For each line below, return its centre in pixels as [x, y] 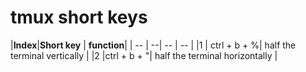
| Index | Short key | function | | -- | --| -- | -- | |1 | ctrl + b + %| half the [153, 45]
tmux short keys [79, 17]
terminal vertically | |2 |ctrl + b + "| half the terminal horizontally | [144, 55]
